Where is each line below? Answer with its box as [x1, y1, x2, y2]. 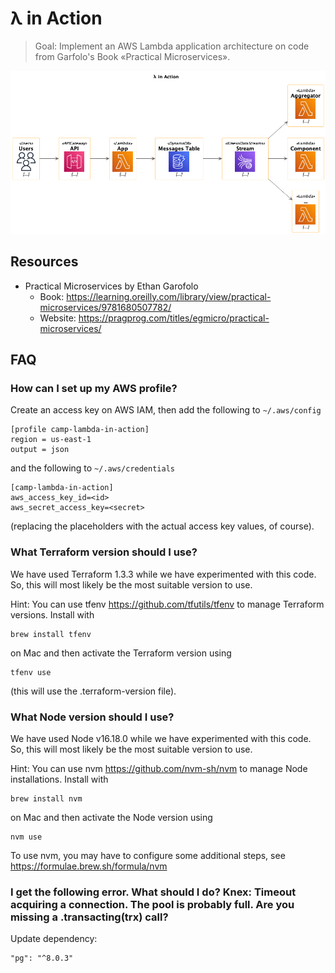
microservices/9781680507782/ [39, 301, 172, 313]
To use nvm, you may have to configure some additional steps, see [10, 849, 286, 861]
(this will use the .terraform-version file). [10, 685, 177, 697]
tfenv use [10, 667, 52, 677]
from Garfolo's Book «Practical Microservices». [34, 50, 231, 62]
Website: [39, 312, 77, 324]
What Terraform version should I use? [10, 545, 198, 559]
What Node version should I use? [10, 710, 175, 724]
